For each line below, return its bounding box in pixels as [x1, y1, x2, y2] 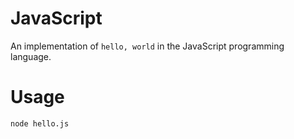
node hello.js [10, 118, 70, 129]
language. [10, 50, 52, 62]
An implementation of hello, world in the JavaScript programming [10, 40, 285, 52]
